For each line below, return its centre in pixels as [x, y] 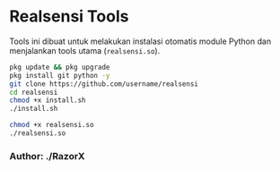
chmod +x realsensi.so [52, 125]
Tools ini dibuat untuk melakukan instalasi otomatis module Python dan [140, 41]
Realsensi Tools [69, 17]
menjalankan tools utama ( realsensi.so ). [85, 50]
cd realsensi [34, 92]
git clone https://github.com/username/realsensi [104, 84]
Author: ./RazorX [47, 156]
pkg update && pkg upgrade [60, 67]
